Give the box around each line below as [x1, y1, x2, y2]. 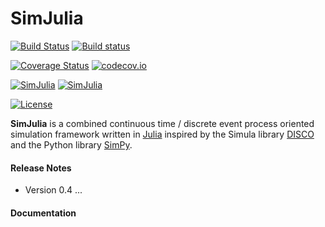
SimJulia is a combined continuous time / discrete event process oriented [10, 117, 315, 129]
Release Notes [10, 162, 72, 174]
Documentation [10, 207, 77, 219]
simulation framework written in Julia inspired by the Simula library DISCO [10, 128, 315, 140]
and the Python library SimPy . [10, 138, 133, 151]
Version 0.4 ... [24, 184, 83, 196]
